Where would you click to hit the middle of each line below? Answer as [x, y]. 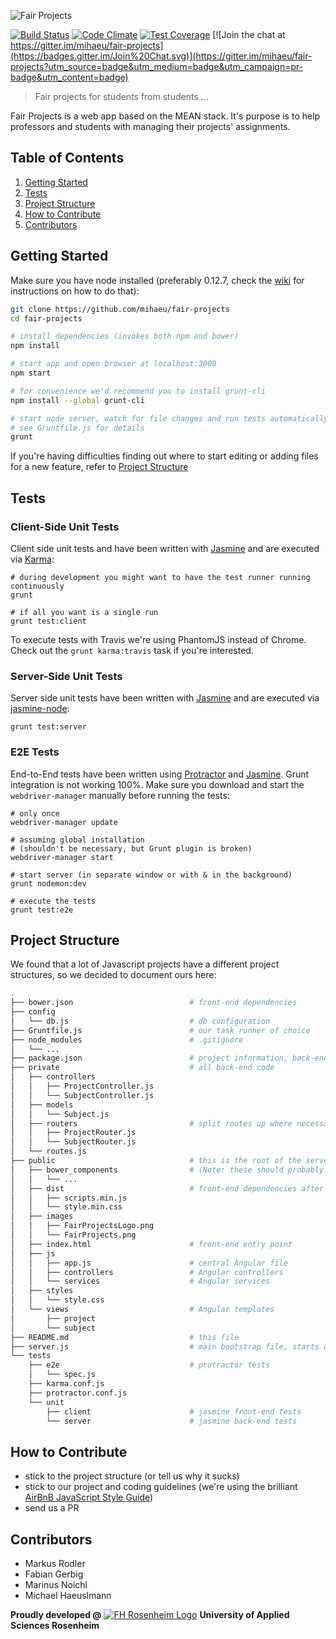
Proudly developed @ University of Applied [150, 1615]
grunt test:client [48, 621]
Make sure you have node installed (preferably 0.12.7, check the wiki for [157, 280]
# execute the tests [53, 901]
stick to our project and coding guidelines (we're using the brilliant [161, 1487]
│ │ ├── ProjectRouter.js [73, 1133]
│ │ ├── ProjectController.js [82, 1086]
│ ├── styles [42, 1291]
